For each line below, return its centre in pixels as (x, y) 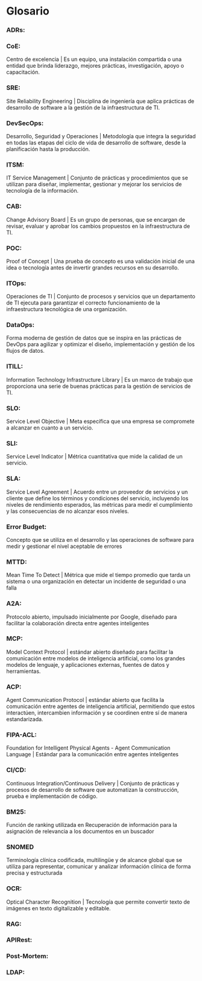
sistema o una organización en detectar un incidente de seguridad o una (96, 582)
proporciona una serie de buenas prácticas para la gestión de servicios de (99, 386)
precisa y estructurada (34, 873)
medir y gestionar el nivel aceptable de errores (64, 546)
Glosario (28, 11)
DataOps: (21, 325)
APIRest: (19, 940)
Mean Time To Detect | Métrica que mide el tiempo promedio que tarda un (99, 575)
